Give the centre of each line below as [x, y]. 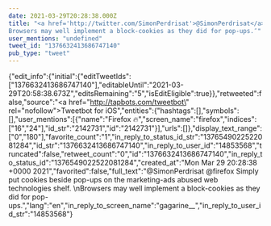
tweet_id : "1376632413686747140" [65, 46]
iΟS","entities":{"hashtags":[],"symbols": [172, 111]
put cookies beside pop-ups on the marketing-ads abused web [113, 180]
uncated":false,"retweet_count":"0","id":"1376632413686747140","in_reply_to [135, 154]
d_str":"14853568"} [41, 214]
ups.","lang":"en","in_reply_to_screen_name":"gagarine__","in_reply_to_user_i [135, 205]
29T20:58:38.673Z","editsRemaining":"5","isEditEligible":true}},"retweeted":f [135, 93]
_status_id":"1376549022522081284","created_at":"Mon [104, 163]
